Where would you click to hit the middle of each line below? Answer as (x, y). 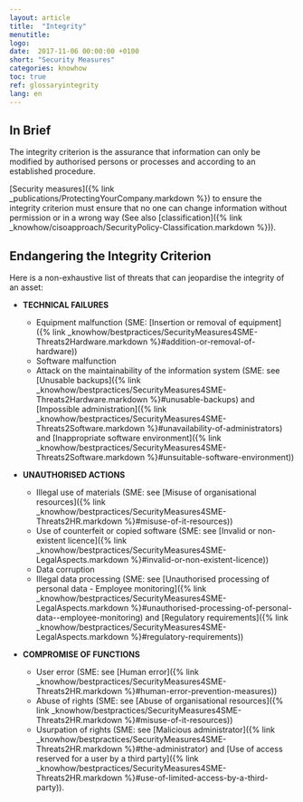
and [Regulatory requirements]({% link (217, 618)
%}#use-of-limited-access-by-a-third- (196, 778)
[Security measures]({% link (62, 189)
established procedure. (53, 171)
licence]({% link (97, 541)
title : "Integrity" (48, 26)
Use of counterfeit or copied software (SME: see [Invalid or (146, 531)
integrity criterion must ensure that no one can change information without (148, 208)
